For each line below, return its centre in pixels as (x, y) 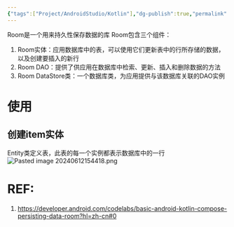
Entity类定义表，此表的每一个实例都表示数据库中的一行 (86, 153)
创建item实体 (36, 135)
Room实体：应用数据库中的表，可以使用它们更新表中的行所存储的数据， (121, 49)
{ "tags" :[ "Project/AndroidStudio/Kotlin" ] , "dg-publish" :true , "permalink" (117, 14)
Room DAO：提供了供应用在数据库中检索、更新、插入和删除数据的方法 (119, 67)
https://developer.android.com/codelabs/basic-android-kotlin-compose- (122, 208)
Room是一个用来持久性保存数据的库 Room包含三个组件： (89, 34)
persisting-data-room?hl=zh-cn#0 (67, 216)
